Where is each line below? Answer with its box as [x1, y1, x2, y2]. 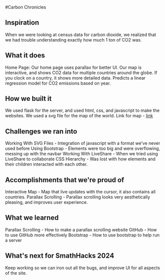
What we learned [5, 214, 59, 222]
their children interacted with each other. [5, 161, 88, 167]
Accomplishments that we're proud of [5, 176, 124, 184]
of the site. [5, 270, 27, 276]
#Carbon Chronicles [5, 4, 46, 10]
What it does [5, 51, 45, 60]
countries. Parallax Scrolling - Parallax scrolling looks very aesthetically [5, 194, 151, 200]
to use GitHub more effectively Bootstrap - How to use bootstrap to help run [5, 232, 160, 238]
